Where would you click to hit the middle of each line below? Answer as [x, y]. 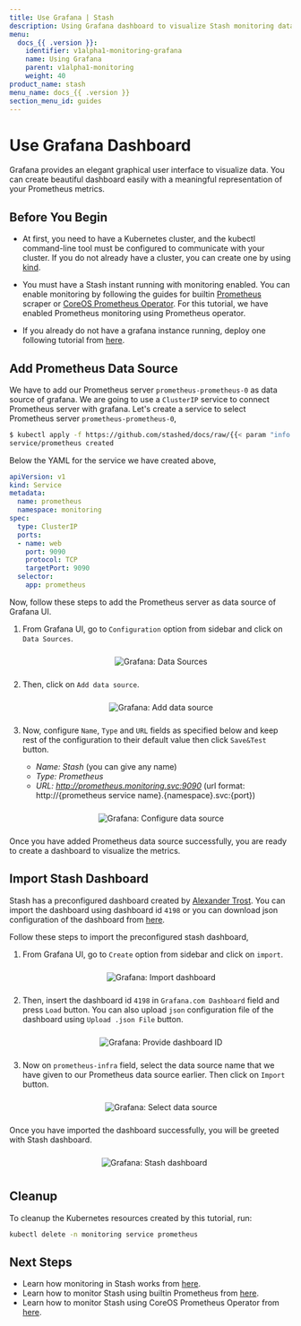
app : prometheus [56, 585]
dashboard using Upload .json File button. [103, 1019]
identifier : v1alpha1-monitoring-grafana [103, 51]
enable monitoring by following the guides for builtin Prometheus [142, 294]
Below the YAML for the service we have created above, [113, 460]
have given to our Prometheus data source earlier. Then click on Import [154, 1074]
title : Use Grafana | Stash [62, 17]
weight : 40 [46, 76]
